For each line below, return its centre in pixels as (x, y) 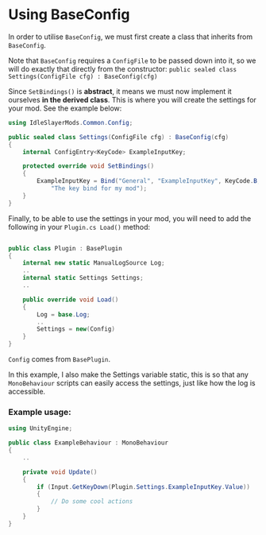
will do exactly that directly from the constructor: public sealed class (122, 68)
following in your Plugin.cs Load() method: (79, 227)
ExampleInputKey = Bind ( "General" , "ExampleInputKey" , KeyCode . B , (149, 181)
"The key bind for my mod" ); (99, 188)
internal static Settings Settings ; (83, 278)
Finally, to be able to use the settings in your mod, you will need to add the (130, 218)
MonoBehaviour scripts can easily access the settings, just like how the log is (132, 383)
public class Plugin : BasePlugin (66, 248)
